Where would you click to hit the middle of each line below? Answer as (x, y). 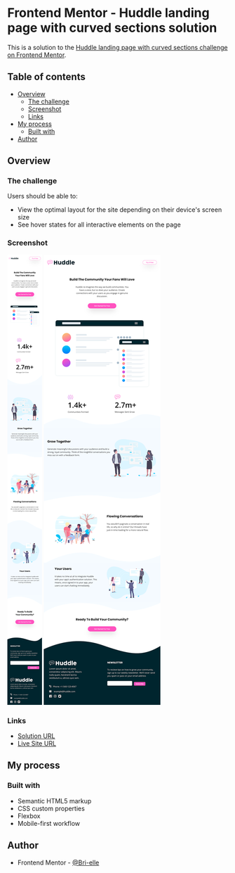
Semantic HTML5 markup (54, 801)
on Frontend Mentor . (37, 55)
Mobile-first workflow (49, 823)
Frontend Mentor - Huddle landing (108, 13)
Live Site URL (37, 744)
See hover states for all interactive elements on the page (99, 225)
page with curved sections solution (112, 28)
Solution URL (36, 736)
